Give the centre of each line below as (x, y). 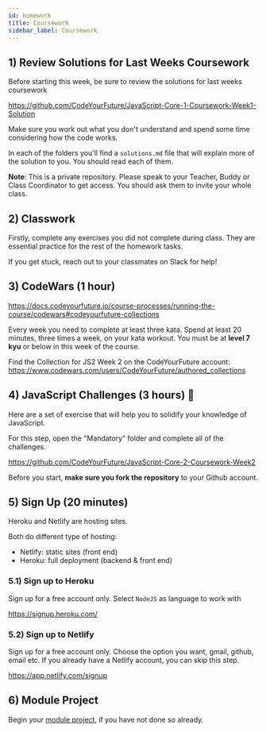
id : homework (30, 15)
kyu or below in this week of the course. (74, 346)
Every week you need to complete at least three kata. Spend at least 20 (125, 329)
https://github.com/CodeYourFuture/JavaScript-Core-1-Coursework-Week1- (132, 106)
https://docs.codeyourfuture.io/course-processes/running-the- (112, 306)
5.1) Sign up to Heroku (51, 581)
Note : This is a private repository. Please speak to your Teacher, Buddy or (129, 177)
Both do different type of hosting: (63, 537)
